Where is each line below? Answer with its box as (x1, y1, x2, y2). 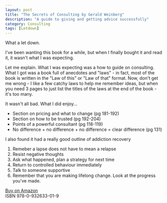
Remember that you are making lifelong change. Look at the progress (12, 172, 156, 178)
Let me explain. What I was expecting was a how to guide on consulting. (5, 65, 154, 71)
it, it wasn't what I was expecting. (5, 55, 74, 61)
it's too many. (5, 91, 34, 97)
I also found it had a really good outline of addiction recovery (5, 136, 131, 142)
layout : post (5, 7, 33, 13)
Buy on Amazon (5, 187, 38, 193)
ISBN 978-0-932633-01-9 (5, 193, 59, 199)
